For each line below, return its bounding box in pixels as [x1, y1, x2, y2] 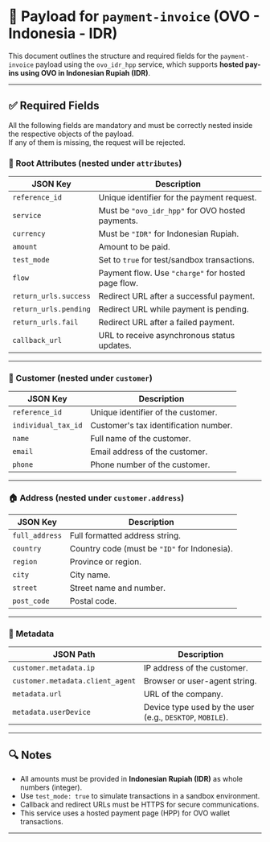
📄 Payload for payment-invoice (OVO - [8, 7, 260, 26]
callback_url [12, 336, 63, 345]
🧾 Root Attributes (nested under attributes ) [8, 157, 182, 168]
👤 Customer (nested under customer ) [8, 372, 153, 383]
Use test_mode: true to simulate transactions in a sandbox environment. [19, 790, 260, 800]
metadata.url [12, 689, 63, 699]
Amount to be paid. [98, 241, 170, 253]
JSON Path [52, 648, 96, 659]
